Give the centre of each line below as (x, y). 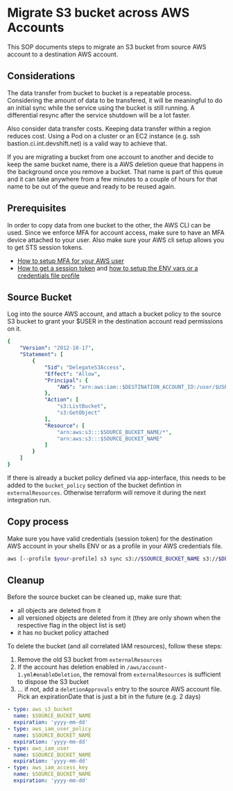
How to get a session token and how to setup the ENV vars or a (107, 268)
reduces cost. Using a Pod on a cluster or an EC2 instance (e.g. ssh (104, 136)
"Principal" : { (66, 381)
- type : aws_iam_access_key (48, 768)
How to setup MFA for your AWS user (71, 261)
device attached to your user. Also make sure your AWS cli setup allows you (115, 240)
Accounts (36, 27)
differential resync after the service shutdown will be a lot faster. (99, 115)
